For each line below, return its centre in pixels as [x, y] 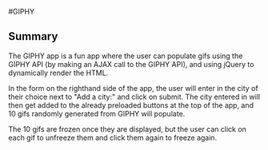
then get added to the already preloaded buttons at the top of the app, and [131, 105]
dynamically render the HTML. [58, 73]
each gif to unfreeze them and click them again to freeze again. [113, 137]
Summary [33, 36]
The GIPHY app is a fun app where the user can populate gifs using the [126, 56]
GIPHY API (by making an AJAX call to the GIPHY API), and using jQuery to [131, 64]
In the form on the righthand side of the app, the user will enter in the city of [133, 88]
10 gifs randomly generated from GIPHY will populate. [97, 113]
